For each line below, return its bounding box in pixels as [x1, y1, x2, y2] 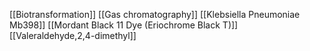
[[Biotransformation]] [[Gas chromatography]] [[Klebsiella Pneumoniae [9, 9, 301, 20]
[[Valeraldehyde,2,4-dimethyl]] [9, 30, 137, 41]
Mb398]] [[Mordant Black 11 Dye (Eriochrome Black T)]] [9, 19, 239, 31]
